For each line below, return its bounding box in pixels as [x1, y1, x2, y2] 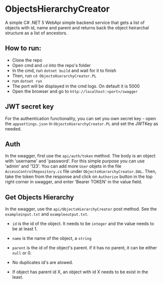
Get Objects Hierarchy [5, 193, 74, 201]
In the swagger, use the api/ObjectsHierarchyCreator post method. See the [5, 206, 157, 212]
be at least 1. [12, 226, 38, 232]
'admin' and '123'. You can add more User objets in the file [5, 163, 122, 169]
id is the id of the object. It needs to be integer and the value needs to [12, 221, 155, 227]
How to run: [5, 44, 41, 52]
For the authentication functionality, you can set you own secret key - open [5, 115, 156, 121]
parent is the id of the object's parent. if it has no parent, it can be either [12, 245, 157, 251]
